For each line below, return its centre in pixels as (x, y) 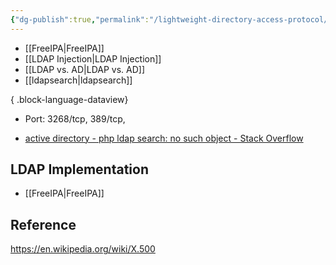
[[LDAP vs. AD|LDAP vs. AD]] (85, 69)
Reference (43, 224)
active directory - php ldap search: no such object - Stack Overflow (164, 138)
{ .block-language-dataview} (69, 99)
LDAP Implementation (79, 169)
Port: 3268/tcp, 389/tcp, (75, 118)
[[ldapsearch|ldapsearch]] (78, 80)
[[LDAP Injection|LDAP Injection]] (93, 58)
